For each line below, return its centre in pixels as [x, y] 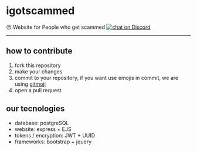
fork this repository [38, 65]
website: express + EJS [43, 129]
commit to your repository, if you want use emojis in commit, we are [96, 78]
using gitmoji [30, 84]
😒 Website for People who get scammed [56, 27]
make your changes [38, 71]
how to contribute [39, 51]
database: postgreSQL [42, 123]
